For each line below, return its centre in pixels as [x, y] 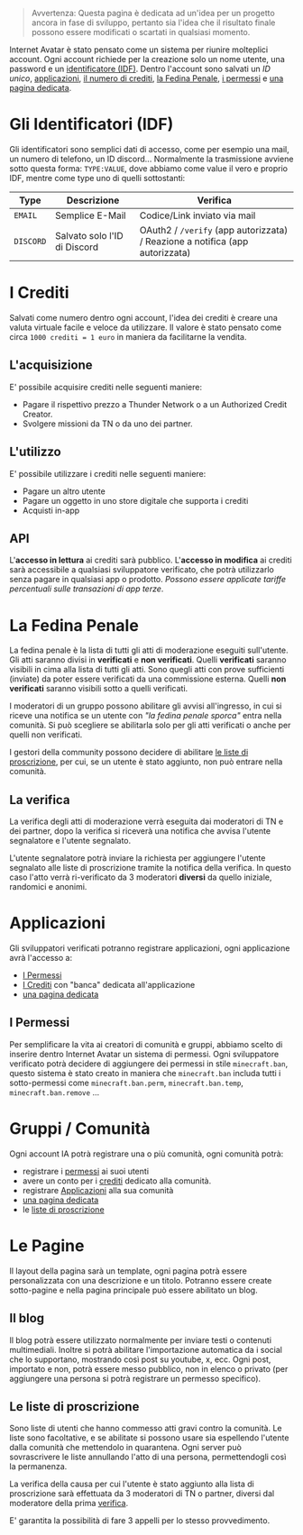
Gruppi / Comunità [80, 1128]
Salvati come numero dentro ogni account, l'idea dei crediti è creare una [143, 317]
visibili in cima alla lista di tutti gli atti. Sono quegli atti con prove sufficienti [147, 670]
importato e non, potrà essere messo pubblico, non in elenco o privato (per [149, 1368]
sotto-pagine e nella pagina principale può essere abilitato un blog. [134, 1290]
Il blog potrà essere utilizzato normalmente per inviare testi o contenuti [141, 1340]
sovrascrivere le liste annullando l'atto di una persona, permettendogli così [148, 1457]
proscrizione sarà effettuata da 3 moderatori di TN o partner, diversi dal [142, 1494]
